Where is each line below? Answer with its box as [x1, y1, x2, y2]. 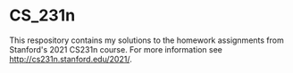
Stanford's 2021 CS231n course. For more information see [9, 44, 223, 54]
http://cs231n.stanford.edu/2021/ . [9, 53, 132, 64]
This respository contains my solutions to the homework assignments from [9, 35, 284, 45]
